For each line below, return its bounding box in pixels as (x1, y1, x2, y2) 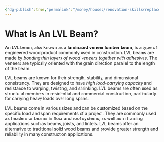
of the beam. (5, 65, 31, 71)
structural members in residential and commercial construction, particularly (5, 90, 157, 96)
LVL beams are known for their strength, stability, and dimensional (5, 74, 138, 81)
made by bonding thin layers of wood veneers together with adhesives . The (5, 55, 158, 61)
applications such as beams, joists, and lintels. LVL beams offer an (5, 120, 139, 126)
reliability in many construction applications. (5, 131, 94, 137)
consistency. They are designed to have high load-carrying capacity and (5, 80, 152, 86)
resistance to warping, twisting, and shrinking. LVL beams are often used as (5, 85, 158, 91)
